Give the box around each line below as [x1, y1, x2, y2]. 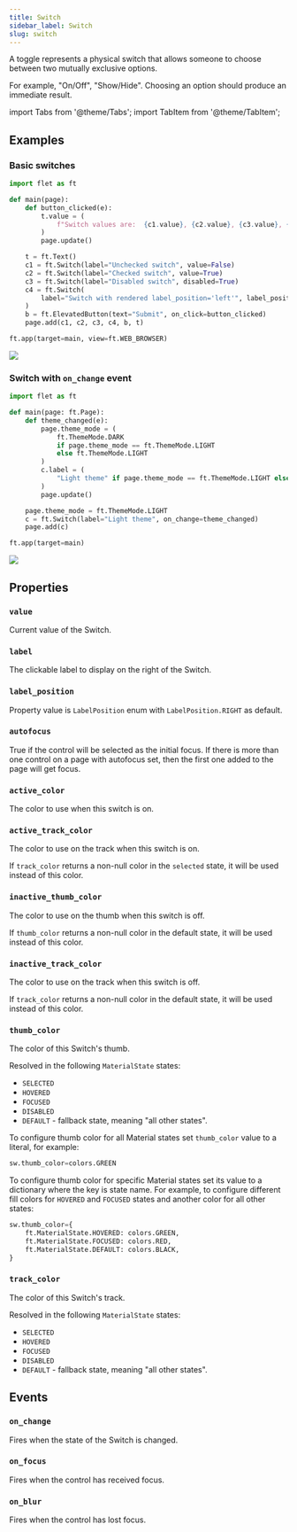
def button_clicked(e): [25, 203, 113, 213]
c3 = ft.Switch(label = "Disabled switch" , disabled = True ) [25, 276, 240, 286]
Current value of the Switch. [9, 624, 112, 634]
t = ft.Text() [25, 253, 77, 261]
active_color [9, 785, 65, 796]
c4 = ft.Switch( [25, 285, 86, 294]
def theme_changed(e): [25, 416, 109, 425]
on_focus [9, 1457, 47, 1466]
